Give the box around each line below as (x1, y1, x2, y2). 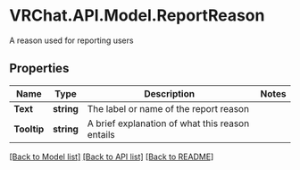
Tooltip (13, 123, 45, 135)
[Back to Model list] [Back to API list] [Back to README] (9, 151, 214, 162)
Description (144, 87, 195, 99)
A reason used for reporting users (9, 35, 134, 46)
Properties (9, 61, 70, 76)
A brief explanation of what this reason (87, 117, 250, 130)
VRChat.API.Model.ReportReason (9, 5, 265, 26)
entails (87, 128, 115, 140)
